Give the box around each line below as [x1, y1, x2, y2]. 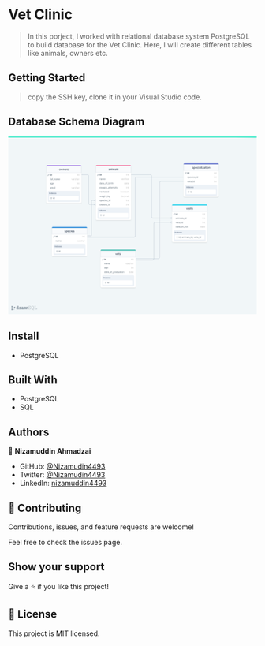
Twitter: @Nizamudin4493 [19, 470, 106, 480]
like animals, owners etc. [27, 48, 108, 58]
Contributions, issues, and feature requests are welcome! [8, 522, 195, 532]
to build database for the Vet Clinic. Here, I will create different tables [27, 39, 252, 49]
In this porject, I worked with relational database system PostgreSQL [27, 32, 250, 41]
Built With [8, 373, 58, 387]
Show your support [8, 560, 105, 573]
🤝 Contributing [8, 501, 82, 514]
